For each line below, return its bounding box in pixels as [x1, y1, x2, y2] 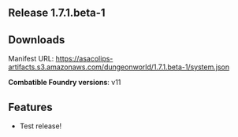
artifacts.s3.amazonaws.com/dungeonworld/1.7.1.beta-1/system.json [8, 62, 230, 72]
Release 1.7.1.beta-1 [8, 6, 106, 20]
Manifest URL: [8, 54, 54, 64]
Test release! [19, 121, 62, 131]
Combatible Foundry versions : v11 [8, 78, 121, 87]
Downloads [8, 33, 65, 46]
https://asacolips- [55, 54, 113, 64]
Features [8, 100, 53, 113]
